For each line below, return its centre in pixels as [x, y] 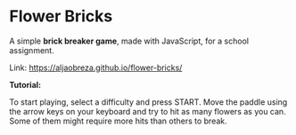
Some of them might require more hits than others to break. [118, 121]
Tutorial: [25, 84]
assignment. [32, 50]
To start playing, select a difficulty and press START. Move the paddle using [148, 102]
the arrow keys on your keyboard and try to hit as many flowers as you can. [148, 111]
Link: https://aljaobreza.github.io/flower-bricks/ [96, 67]
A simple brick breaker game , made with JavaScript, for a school [129, 41]
